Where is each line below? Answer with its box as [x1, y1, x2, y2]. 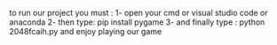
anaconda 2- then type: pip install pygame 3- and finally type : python [9, 17, 265, 27]
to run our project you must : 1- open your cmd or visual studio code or [9, 8, 268, 18]
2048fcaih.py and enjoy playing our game [9, 26, 162, 36]
